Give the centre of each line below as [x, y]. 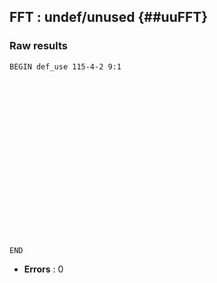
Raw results [39, 46]
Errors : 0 [43, 269]
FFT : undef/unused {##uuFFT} [109, 17]
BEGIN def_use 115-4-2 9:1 [65, 66]
